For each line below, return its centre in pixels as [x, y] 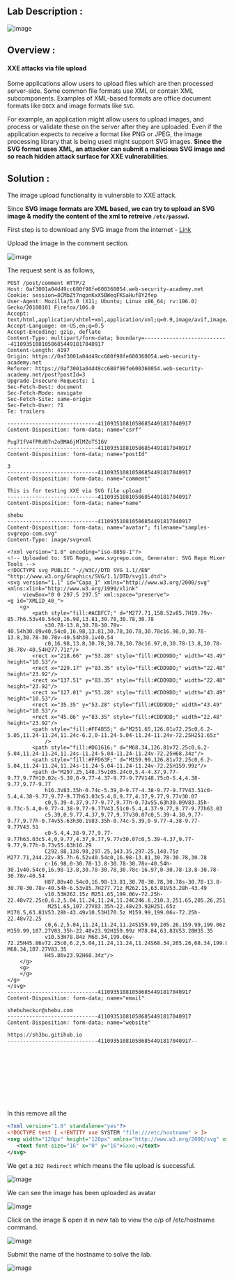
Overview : [31, 51]
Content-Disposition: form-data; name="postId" [78, 454]
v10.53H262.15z [67, 894]
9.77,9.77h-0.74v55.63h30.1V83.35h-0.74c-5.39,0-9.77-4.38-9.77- [104, 821]
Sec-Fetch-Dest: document [45, 387]
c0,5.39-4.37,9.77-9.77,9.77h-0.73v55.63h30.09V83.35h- [127, 803]
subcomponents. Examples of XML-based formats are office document [109, 98]
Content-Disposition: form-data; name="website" [79, 1023]
